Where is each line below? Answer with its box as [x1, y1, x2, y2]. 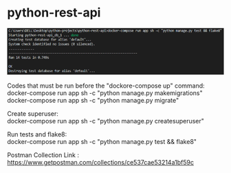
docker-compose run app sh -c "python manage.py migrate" [7, 96, 179, 105]
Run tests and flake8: [7, 130, 67, 139]
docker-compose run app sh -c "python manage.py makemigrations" [7, 89, 203, 97]
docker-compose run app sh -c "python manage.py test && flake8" [7, 138, 197, 146]
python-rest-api [7, 5, 101, 21]
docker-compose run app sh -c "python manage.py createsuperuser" [7, 117, 205, 125]
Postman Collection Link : [7, 151, 79, 159]
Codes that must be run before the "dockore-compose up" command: [7, 81, 205, 90]
